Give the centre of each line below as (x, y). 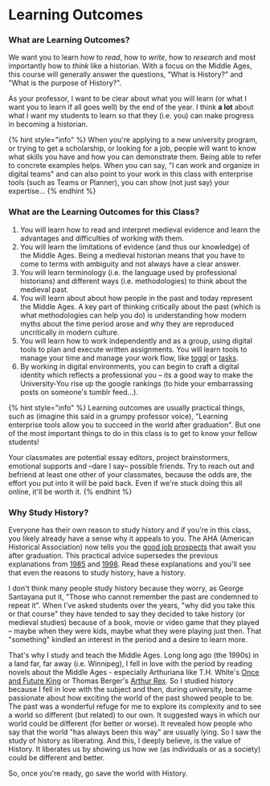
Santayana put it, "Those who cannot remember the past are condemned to (133, 597)
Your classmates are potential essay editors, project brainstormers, (119, 457)
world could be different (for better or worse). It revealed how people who (131, 724)
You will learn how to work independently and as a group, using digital (136, 340)
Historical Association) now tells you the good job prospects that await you (132, 547)
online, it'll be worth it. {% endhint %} (70, 492)
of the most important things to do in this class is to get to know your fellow (133, 433)
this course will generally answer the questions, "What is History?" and (126, 75)
